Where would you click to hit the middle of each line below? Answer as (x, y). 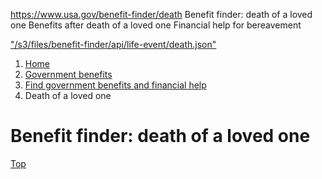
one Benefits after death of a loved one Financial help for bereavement (156, 25)
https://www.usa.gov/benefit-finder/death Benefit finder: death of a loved (161, 14)
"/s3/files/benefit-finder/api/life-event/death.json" (113, 44)
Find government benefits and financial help (115, 85)
